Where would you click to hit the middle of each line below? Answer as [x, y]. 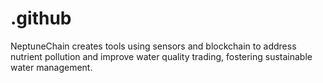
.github [41, 18]
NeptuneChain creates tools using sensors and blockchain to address [153, 46]
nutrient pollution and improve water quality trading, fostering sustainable [161, 56]
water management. [51, 67]
